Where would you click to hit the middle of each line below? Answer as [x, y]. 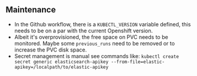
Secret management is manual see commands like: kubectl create [96, 56]
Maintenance [31, 10]
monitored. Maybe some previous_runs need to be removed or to [94, 43]
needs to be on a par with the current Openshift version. [84, 31]
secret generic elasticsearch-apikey [61, 62]
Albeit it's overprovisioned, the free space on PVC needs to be [91, 37]
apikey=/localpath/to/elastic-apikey [61, 67]
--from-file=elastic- [138, 62]
